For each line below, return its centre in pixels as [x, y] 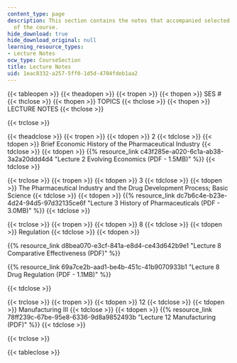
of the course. [36, 27]
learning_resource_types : [45, 47]
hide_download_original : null [52, 40]
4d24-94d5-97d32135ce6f [47, 202]
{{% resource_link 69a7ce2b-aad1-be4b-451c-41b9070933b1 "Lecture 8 [114, 266]
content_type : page [36, 14]
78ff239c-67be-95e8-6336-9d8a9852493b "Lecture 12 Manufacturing [112, 317]
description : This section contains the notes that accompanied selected [119, 21]
